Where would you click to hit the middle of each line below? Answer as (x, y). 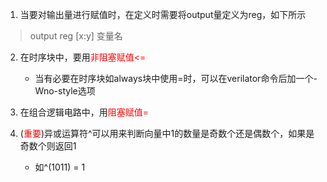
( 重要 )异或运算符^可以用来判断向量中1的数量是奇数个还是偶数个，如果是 (167, 133)
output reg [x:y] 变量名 (76, 36)
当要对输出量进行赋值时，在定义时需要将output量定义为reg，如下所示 (163, 14)
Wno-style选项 (65, 91)
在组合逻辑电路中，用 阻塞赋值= (84, 112)
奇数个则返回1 (48, 146)
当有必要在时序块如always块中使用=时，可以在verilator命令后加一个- (176, 78)
